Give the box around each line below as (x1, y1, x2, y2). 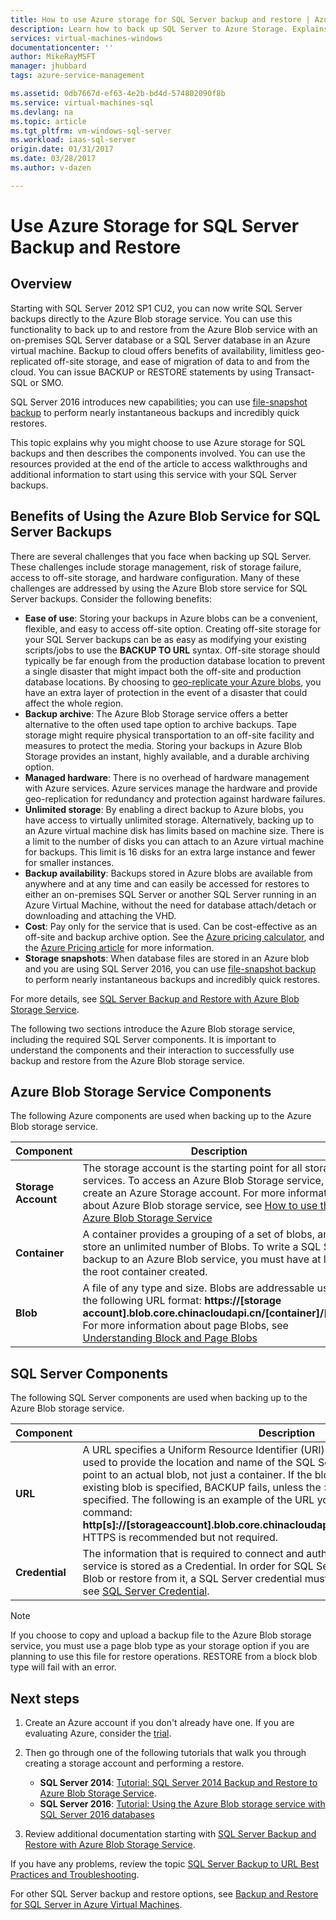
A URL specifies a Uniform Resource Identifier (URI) (82, 1443, 325, 1457)
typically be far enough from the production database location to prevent (24, 654, 326, 666)
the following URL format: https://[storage (82, 1294, 282, 1308)
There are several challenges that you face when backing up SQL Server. (10, 550, 312, 562)
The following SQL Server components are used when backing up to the (10, 1392, 308, 1404)
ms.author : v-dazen (10, 163, 92, 173)
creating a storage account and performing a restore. (24, 1757, 245, 1769)
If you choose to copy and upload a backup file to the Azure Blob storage (10, 1629, 312, 1641)
